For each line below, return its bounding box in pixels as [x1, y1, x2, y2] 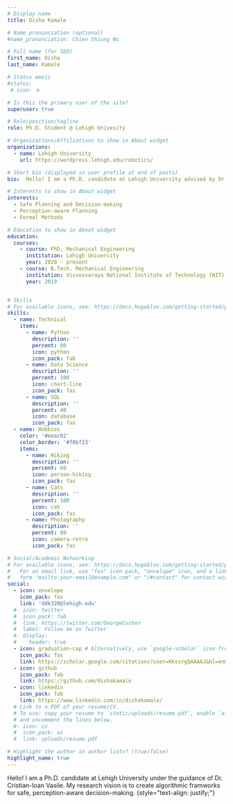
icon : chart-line [32, 381, 82, 388]
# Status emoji [7, 74, 51, 81]
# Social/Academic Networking [7, 555, 95, 561]
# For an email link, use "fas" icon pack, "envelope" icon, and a [7, 568, 213, 575]
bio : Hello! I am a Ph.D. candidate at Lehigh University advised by [7, 175, 216, 183]
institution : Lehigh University [25, 252, 119, 259]
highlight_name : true [7, 755, 70, 762]
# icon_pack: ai [13, 729, 64, 737]
